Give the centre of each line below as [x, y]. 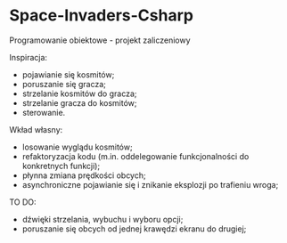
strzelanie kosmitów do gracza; [79, 93]
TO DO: [23, 202]
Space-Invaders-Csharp [102, 16]
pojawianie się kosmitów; [68, 74]
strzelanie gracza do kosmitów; [79, 102]
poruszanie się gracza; [64, 84]
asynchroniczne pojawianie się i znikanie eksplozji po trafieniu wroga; [150, 184]
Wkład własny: [36, 129]
